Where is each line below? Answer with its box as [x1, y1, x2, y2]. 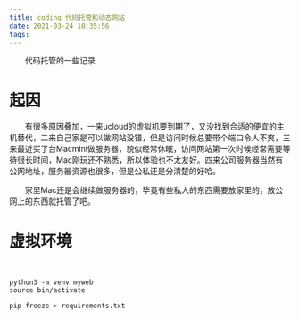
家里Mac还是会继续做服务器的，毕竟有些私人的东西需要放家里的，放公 [25, 185, 284, 196]
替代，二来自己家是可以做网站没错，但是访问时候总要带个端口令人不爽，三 [16, 132, 291, 143]
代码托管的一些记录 [25, 55, 96, 66]
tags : [9, 29, 29, 38]
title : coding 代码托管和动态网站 [9, 13, 126, 22]
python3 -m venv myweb [9, 278, 94, 287]
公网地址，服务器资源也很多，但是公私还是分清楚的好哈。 [9, 166, 220, 177]
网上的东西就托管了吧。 [9, 196, 96, 206]
